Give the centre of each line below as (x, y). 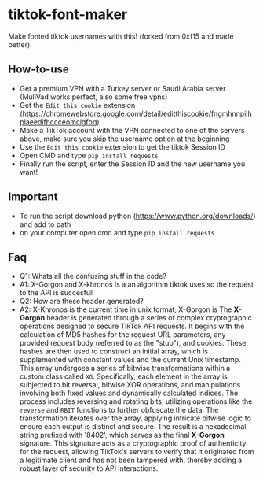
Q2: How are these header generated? (81, 302)
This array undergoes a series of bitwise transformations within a (125, 368)
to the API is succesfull (57, 293)
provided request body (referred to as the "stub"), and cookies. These (133, 343)
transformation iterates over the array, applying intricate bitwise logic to (135, 418)
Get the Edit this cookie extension (77, 105)
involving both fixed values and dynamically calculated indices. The (129, 393)
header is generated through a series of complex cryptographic (150, 318)
